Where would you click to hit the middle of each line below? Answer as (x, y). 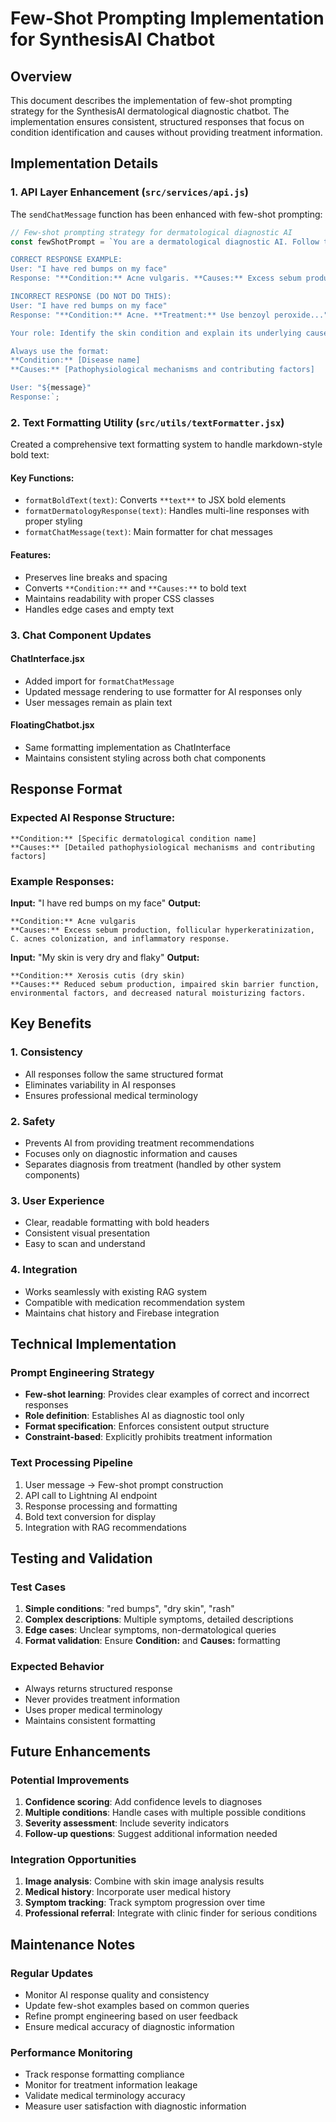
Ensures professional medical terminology (111, 1095)
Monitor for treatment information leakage (111, 2085)
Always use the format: (60, 351)
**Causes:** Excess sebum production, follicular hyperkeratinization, (162, 930)
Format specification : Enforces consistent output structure (147, 1426)
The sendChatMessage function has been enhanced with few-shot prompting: (166, 214)
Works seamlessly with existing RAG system (115, 1291)
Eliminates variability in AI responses (100, 1084)
